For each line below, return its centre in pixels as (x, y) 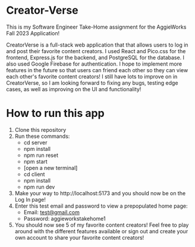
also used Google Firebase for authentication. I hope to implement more (94, 64)
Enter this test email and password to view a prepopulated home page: (101, 206)
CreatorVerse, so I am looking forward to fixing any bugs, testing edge (92, 83)
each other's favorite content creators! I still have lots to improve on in (92, 76)
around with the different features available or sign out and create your (101, 231)
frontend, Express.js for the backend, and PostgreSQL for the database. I (95, 57)
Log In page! (30, 199)
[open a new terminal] (51, 168)
